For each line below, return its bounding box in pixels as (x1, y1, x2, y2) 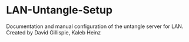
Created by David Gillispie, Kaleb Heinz (6, 29, 101, 36)
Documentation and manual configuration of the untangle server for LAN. (6, 23, 184, 30)
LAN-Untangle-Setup (6, 3, 113, 17)
